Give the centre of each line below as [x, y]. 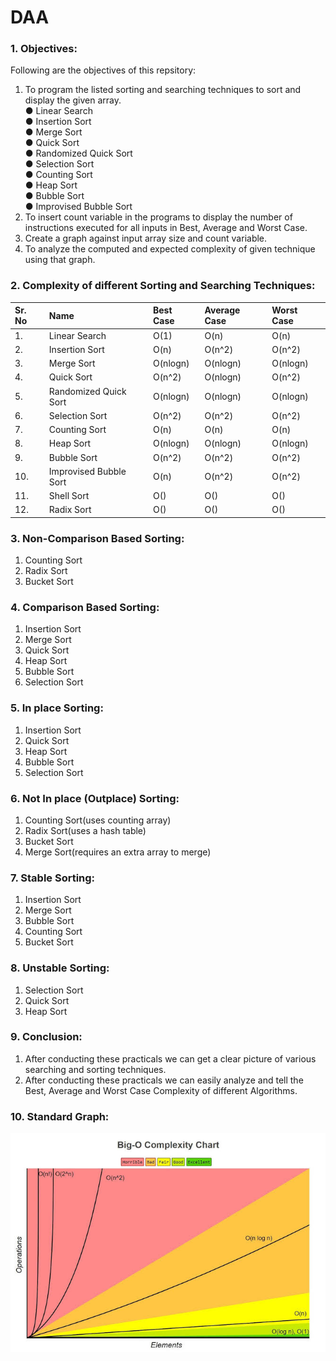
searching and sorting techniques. [95, 1069]
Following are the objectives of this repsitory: [103, 70]
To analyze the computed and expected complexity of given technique [170, 249]
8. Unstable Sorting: [60, 968]
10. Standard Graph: [60, 1116]
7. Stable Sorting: [53, 878]
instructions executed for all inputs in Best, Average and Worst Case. [166, 228]
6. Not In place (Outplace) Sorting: [95, 798]
